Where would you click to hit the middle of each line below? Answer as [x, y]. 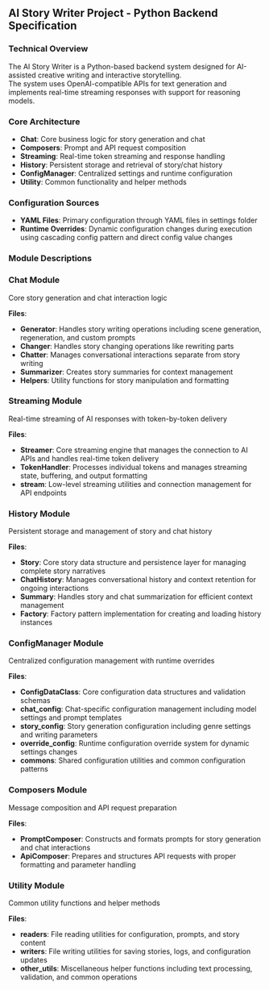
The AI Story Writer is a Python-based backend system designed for [122, 66]
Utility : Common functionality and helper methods [103, 181]
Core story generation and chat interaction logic [88, 297]
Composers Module [48, 790]
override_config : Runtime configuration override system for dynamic [134, 743]
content [33, 942]
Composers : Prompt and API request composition [103, 148]
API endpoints [43, 493]
